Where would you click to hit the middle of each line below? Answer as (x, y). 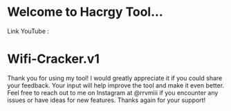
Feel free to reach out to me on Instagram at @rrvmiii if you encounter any (113, 92)
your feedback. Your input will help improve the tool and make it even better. (116, 85)
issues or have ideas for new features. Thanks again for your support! (107, 100)
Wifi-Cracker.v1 (54, 59)
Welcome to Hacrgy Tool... (85, 12)
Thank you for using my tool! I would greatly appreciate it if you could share (115, 78)
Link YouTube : (28, 31)
